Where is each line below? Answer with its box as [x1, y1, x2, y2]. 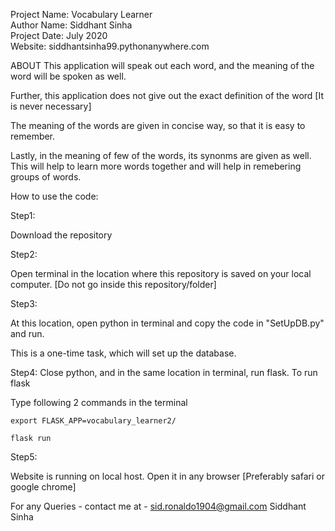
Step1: [10, 210, 36, 221]
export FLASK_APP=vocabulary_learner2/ [10, 416, 177, 426]
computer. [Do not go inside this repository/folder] [10, 279, 217, 290]
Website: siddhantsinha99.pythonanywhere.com [10, 40, 210, 52]
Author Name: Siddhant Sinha [10, 19, 133, 31]
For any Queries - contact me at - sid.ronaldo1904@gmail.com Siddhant [10, 500, 307, 512]
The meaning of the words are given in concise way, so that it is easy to [10, 120, 306, 131]
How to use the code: [10, 190, 99, 202]
